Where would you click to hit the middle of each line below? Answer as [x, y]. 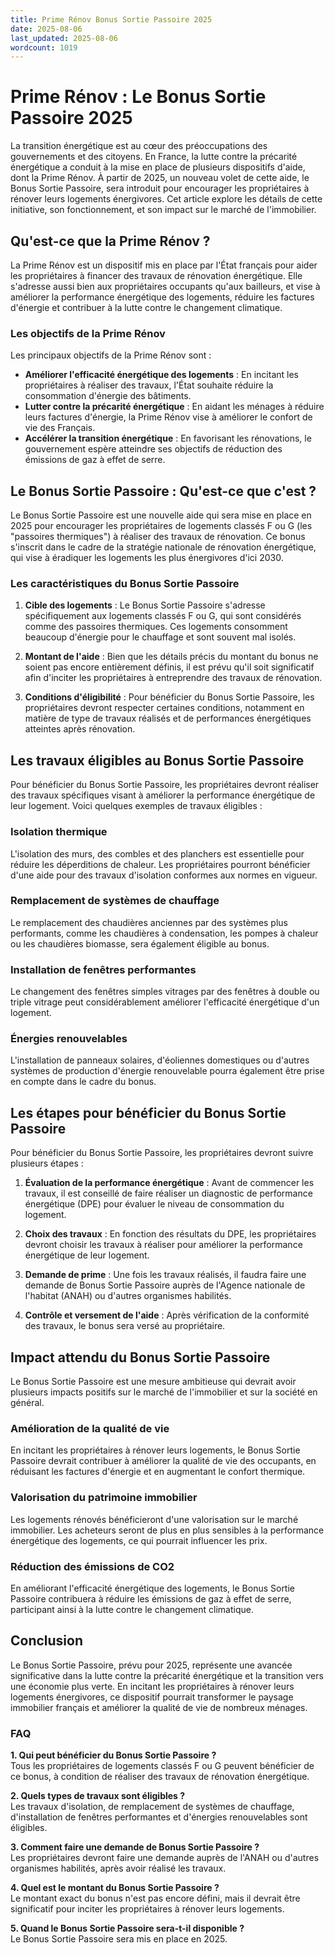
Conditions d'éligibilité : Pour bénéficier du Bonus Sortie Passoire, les [169, 697]
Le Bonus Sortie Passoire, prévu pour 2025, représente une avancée [151, 1665]
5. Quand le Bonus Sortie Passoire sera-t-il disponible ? [127, 1928]
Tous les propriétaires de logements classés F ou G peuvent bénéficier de [162, 1766]
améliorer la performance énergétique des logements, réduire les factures [162, 297]
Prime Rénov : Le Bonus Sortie [138, 97]
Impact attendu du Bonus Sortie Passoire [140, 1357]
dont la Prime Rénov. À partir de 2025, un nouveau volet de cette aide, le [160, 178]
